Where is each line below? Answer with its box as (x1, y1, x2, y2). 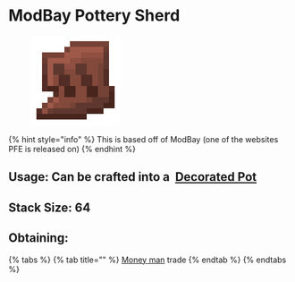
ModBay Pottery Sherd (8, 5, 181, 26)
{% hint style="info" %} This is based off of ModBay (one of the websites (8, 133, 279, 144)
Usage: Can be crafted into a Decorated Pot (8, 169, 257, 184)
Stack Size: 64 (8, 200, 91, 215)
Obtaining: (8, 230, 69, 246)
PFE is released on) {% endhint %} (8, 143, 136, 154)
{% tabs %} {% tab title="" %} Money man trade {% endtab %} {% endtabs (8, 254, 287, 265)
